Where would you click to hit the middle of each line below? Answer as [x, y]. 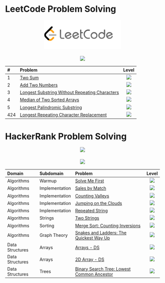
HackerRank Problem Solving [66, 136]
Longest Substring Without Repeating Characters [69, 92]
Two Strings [87, 218]
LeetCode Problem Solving [61, 9]
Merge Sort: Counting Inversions [108, 226]
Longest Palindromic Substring [51, 107]
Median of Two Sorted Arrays [50, 100]
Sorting [47, 226]
